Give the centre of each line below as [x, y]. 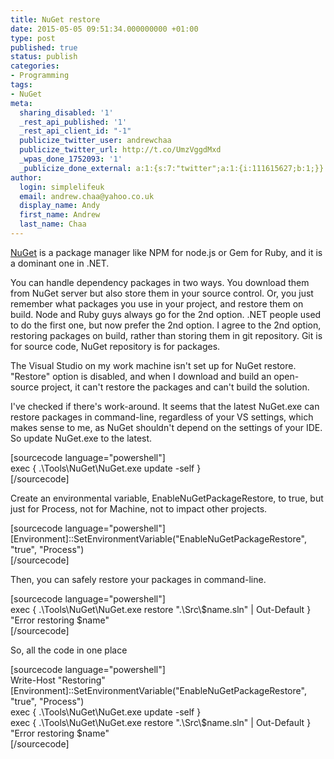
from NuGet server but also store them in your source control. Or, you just [162, 293]
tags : [21, 85]
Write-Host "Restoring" [58, 680]
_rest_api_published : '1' [73, 122]
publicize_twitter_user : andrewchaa [95, 141]
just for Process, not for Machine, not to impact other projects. [139, 508]
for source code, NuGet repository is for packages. [115, 346]
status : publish [44, 57]
